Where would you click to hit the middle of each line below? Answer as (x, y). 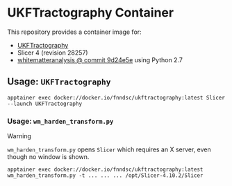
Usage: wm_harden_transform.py (60, 121)
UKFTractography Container (91, 13)
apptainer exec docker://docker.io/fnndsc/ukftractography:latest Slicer (116, 97)
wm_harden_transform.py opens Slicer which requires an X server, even (109, 149)
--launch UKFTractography (44, 104)
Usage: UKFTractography (59, 82)
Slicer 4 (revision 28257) (52, 53)
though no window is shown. (48, 157)
